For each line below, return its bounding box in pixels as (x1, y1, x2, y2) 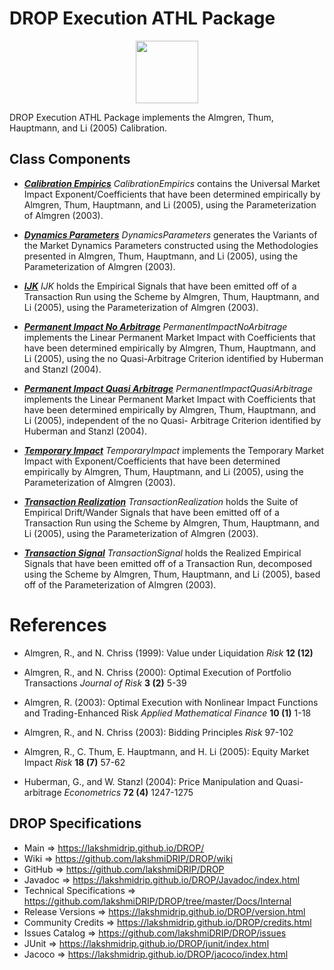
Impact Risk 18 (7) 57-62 (23, 756, 126, 768)
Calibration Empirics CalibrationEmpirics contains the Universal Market (23, 177, 321, 189)
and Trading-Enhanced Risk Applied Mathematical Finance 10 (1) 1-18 (23, 707, 312, 719)
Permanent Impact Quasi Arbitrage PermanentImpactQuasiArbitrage (23, 382, 313, 394)
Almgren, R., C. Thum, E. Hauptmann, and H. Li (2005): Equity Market (23, 745, 310, 757)
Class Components (9, 151, 131, 168)
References (9, 613, 107, 636)
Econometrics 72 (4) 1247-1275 (63, 786, 194, 798)
